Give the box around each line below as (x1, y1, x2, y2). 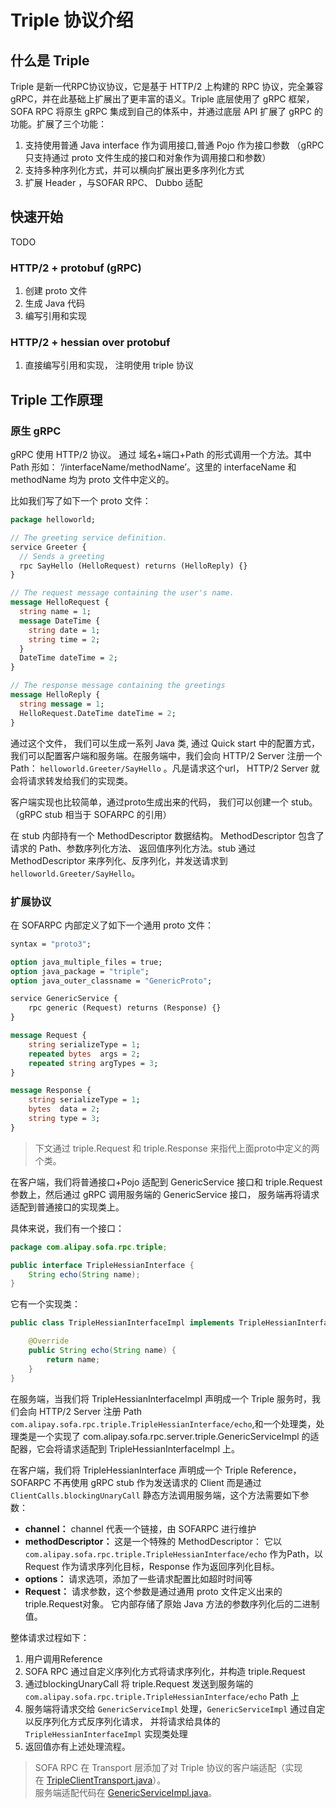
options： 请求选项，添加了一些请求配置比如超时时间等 (24, 1572, 253, 1585)
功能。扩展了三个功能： (10, 118, 107, 130)
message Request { (10, 1031, 87, 1041)
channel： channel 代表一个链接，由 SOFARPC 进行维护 (24, 1522, 257, 1535)
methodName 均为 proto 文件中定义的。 (10, 474, 175, 486)
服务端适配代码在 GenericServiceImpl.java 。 (34, 1786, 218, 1798)
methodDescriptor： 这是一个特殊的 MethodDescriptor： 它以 (24, 1535, 282, 1547)
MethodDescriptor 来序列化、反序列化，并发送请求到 (10, 854, 228, 866)
